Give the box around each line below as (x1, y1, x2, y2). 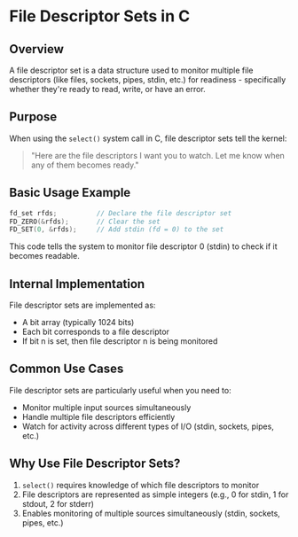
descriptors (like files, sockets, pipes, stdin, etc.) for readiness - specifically (9, 74, 286, 85)
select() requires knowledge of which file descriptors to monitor (21, 479, 260, 490)
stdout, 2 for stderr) (21, 498, 95, 509)
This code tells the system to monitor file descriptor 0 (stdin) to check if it (9, 241, 278, 252)
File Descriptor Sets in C (9, 6, 191, 27)
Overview (9, 42, 65, 57)
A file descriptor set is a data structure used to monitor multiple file (9, 65, 254, 75)
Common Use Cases (9, 362, 124, 377)
